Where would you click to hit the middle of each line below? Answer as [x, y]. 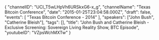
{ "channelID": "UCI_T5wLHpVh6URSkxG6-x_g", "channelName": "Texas [78, 7]
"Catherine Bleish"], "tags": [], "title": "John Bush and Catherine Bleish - [77, 22]
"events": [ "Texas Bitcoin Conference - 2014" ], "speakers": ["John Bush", [79, 17]
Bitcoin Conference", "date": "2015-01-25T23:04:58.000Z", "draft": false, [78, 12]
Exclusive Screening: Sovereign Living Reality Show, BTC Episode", [72, 27]
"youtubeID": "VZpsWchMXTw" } [38, 33]
